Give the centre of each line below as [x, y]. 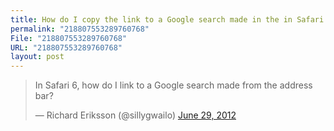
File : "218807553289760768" [69, 38]
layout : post [37, 57]
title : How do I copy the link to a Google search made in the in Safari [167, 19]
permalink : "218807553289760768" [80, 29]
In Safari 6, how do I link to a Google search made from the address [173, 85]
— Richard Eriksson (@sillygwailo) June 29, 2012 [135, 115]
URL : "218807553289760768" [66, 47]
